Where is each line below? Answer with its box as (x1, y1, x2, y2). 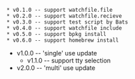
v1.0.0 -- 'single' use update (16, 49, 97, 57)
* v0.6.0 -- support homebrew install (6, 37, 119, 44)
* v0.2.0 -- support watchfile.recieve (6, 12, 122, 19)
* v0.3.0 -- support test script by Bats (6, 19, 129, 26)
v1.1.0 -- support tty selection (26, 56, 111, 64)
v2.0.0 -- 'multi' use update (16, 64, 95, 72)
